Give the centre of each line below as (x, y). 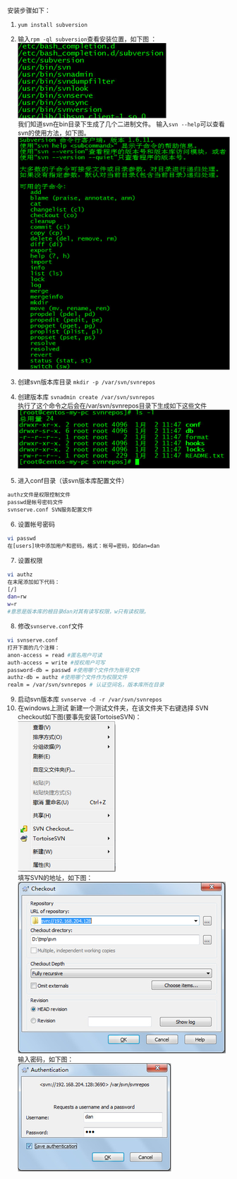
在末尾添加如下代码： (34, 582)
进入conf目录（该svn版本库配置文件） (73, 481)
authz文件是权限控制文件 (39, 495)
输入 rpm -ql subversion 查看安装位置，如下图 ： (87, 39)
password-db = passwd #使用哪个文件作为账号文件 (74, 670)
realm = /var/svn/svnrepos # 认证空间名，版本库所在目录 (86, 685)
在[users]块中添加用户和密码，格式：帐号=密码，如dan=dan (84, 546)
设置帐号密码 (36, 525)
